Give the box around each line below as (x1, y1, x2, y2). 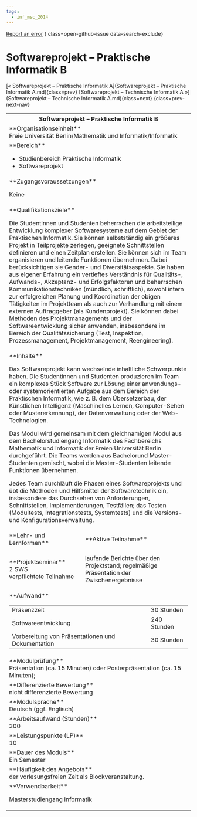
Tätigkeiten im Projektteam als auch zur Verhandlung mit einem (9, 300, 183, 308)
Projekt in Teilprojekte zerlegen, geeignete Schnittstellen (9, 241, 164, 249)
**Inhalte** (9, 352, 43, 360)
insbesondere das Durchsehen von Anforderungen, (9, 494, 151, 502)
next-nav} (6, 101, 30, 109)
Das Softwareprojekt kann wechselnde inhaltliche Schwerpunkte (9, 365, 187, 373)
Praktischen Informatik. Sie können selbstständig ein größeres (9, 234, 180, 242)
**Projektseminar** (9, 558, 66, 566)
